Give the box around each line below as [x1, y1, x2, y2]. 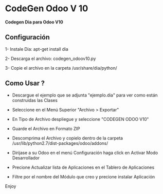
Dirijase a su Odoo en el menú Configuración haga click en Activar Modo [12, 150, 158, 155]
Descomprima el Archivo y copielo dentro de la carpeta [12, 135, 123, 141]
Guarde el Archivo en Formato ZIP [12, 125, 80, 132]
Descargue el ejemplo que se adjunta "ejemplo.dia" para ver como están [12, 92, 158, 98]
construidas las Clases [12, 97, 58, 103]
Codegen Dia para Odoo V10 [5, 19, 63, 25]
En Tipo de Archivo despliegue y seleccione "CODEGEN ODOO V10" [12, 116, 149, 122]
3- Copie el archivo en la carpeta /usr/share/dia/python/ [5, 65, 118, 71]
